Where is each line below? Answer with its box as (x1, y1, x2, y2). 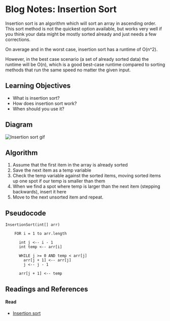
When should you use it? (12, 105, 64, 112)
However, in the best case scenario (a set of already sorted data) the (5, 56, 149, 62)
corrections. (5, 36, 31, 43)
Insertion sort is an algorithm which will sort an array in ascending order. (5, 20, 156, 26)
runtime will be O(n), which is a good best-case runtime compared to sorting (5, 61, 165, 67)
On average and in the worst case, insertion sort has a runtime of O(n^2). (5, 46, 158, 52)
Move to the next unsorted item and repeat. (12, 194, 104, 200)
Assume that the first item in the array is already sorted (12, 162, 128, 168)
